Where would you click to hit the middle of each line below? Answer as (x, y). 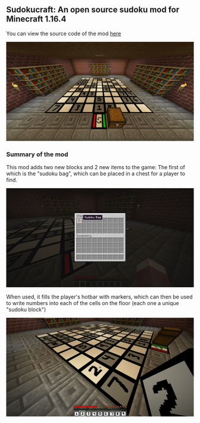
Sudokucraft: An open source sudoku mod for (93, 10)
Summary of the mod (37, 154)
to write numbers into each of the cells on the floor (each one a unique (93, 303)
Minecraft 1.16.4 (36, 19)
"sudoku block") (26, 309)
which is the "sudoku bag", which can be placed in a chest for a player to (96, 173)
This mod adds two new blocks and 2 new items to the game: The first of (96, 167)
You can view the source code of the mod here (64, 33)
